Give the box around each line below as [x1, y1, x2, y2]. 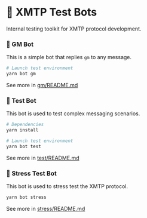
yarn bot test [6, 143, 42, 149]
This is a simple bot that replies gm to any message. [6, 54, 132, 61]
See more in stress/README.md [6, 205, 85, 212]
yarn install [6, 127, 39, 133]
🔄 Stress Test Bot [6, 169, 57, 177]
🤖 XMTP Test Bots [6, 5, 97, 19]
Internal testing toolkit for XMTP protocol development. [6, 25, 142, 32]
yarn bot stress [6, 194, 47, 201]
